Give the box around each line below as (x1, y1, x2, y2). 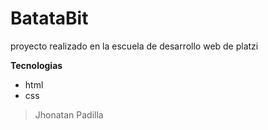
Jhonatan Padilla (34, 108, 104, 121)
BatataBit (10, 7, 89, 30)
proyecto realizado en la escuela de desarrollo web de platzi (10, 40, 259, 52)
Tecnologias (10, 59, 63, 71)
